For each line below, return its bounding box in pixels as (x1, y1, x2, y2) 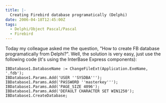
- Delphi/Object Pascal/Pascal (10, 27, 77, 32)
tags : (5, 22, 17, 27)
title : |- (5, 7, 27, 13)
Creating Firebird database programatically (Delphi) (10, 12, 127, 17)
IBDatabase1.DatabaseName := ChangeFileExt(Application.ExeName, (5, 66, 148, 71)
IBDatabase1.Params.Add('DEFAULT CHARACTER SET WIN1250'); (5, 89, 135, 94)
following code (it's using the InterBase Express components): (5, 56, 137, 62)
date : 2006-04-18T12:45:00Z (5, 17, 66, 22)
